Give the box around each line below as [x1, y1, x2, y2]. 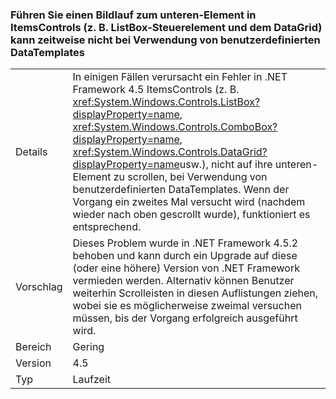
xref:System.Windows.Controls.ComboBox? [72, 120, 278, 134]
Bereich [15, 340, 52, 354]
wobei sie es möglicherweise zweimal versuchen [72, 299, 302, 313]
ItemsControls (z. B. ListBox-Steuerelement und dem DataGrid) [10, 20, 323, 34]
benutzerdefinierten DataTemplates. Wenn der [72, 183, 290, 197]
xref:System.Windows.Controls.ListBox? [72, 95, 261, 109]
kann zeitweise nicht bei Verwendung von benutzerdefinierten [10, 33, 321, 47]
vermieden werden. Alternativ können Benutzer [72, 274, 295, 288]
